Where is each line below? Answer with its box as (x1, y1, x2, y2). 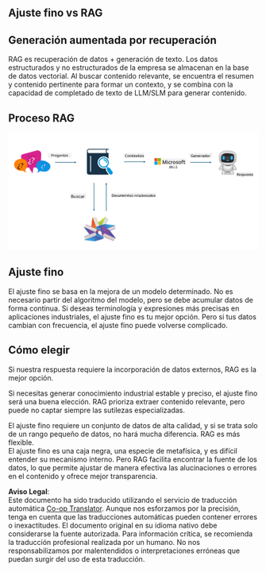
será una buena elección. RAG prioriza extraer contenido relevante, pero (8, 396, 245, 406)
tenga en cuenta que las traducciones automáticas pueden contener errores (8, 512, 258, 521)
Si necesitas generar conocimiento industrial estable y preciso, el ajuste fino (8, 388, 258, 398)
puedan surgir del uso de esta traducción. (8, 554, 145, 563)
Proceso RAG (8, 111, 75, 125)
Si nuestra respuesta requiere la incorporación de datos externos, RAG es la (8, 365, 256, 374)
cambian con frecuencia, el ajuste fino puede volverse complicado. (8, 320, 228, 330)
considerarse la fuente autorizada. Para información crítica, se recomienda (8, 528, 253, 539)
